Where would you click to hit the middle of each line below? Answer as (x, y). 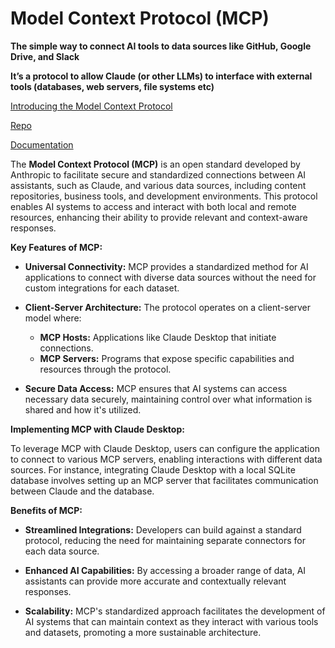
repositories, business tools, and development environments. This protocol (164, 196)
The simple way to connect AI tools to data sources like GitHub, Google (161, 46)
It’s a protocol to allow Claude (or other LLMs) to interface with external (161, 76)
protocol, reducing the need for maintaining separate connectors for (165, 540)
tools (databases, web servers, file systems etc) (112, 86)
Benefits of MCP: (46, 510)
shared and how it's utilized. (83, 409)
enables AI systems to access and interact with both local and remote (153, 206)
